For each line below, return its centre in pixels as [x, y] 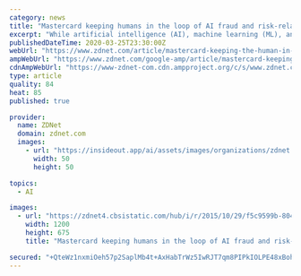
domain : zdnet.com [52, 134]
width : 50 [51, 159]
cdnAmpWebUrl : [36, 68]
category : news [38, 17]
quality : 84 [31, 84]
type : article [36, 76]
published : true [39, 101]
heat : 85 [26, 92]
